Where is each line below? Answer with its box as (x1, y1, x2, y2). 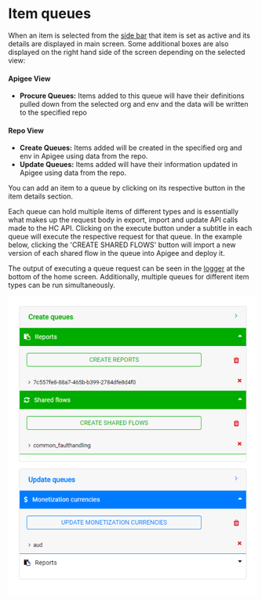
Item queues (8, 5, 92, 23)
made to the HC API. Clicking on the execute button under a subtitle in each (8, 224, 253, 233)
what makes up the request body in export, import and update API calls (8, 215, 238, 224)
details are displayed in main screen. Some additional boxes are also (8, 38, 229, 48)
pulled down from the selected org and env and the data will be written (19, 100, 249, 109)
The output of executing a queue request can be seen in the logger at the (8, 264, 246, 273)
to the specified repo (19, 107, 88, 118)
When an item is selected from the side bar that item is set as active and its (8, 31, 251, 40)
